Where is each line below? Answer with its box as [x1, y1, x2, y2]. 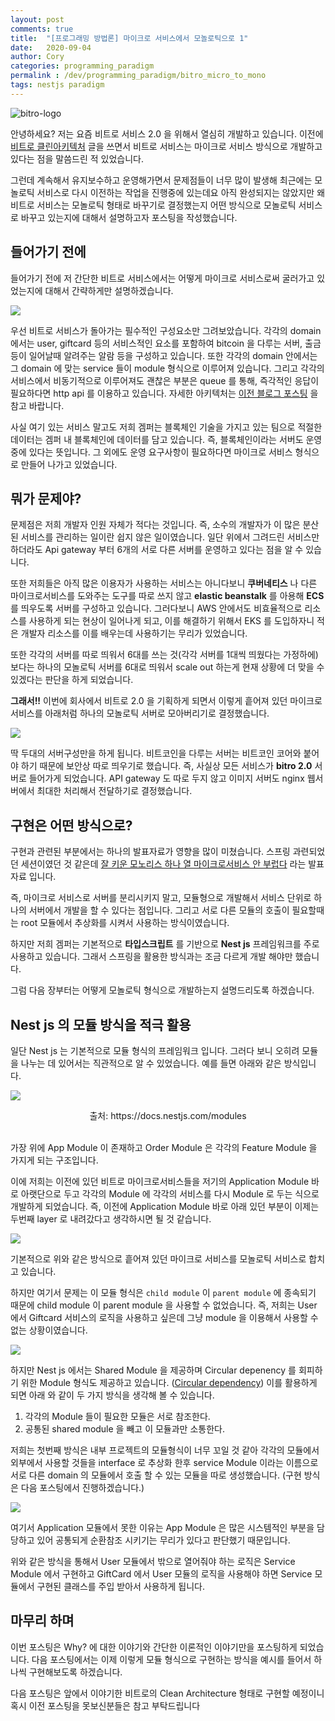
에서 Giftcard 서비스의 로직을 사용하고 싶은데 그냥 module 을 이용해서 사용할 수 [10, 1312, 319, 1323]
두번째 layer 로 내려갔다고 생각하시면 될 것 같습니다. [10, 1213, 212, 1225]
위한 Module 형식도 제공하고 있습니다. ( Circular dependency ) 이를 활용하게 [20, 1377, 318, 1388]
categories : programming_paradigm [10, 61, 155, 71]
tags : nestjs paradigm [10, 80, 105, 90]
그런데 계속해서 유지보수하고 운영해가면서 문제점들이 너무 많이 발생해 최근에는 [10, 174, 313, 186]
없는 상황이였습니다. [10, 1324, 88, 1336]
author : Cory [10, 52, 65, 62]
